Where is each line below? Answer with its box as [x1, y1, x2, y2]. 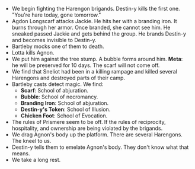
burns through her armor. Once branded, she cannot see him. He [11, 24, 171, 31]
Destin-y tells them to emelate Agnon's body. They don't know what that [11, 144, 189, 151]
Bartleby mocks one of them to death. [11, 43, 105, 50]
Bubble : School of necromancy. [20, 93, 98, 100]
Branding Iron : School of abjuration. [20, 100, 109, 106]
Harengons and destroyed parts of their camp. [11, 74, 126, 81]
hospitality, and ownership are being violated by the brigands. [11, 125, 163, 132]
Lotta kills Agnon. [11, 49, 55, 56]
